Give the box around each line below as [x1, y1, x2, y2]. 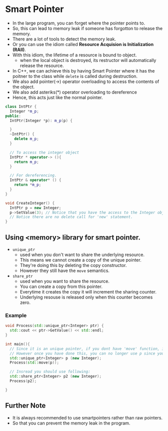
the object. [12, 83, 35, 89]
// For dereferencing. [9, 173, 57, 178]
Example [5, 311, 27, 318]
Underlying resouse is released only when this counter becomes [19, 294, 153, 300]
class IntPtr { [5, 104, 37, 109]
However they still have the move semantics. [19, 267, 110, 273]
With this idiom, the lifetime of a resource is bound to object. [12, 51, 137, 58]
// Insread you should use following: [9, 369, 91, 374]
